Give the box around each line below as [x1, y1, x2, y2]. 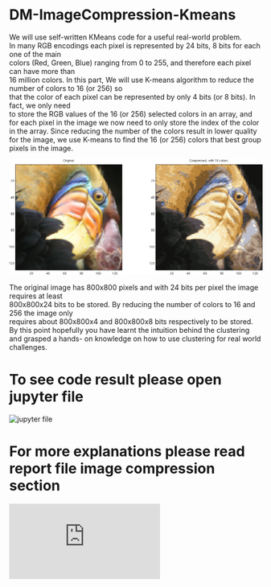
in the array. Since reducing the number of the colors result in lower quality [9, 126, 257, 136]
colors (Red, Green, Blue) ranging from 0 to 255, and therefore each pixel [9, 58, 252, 68]
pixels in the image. [9, 143, 74, 153]
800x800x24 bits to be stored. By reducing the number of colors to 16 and [9, 300, 256, 310]
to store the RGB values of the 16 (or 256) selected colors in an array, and [9, 109, 253, 118]
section [9, 477, 61, 495]
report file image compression [9, 460, 216, 478]
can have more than [9, 66, 76, 76]
